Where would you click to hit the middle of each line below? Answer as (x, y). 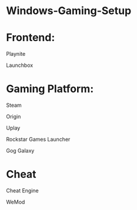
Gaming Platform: (50, 89)
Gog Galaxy (20, 151)
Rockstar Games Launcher (38, 140)
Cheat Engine (23, 191)
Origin (14, 117)
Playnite (16, 54)
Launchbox (20, 65)
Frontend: (31, 38)
